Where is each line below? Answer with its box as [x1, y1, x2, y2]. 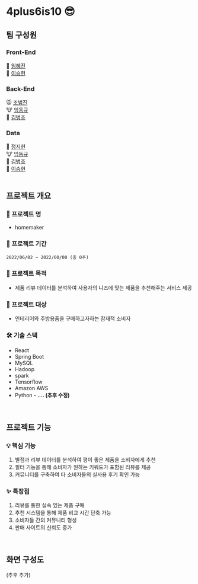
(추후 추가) [6, 572, 31, 579]
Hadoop [14, 366, 34, 373]
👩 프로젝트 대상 [6, 300, 47, 308]
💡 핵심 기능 [6, 441, 36, 449]
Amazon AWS [14, 385, 49, 392]
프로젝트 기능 [6, 422, 52, 432]
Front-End [6, 48, 36, 56]
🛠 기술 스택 [6, 331, 38, 339]
